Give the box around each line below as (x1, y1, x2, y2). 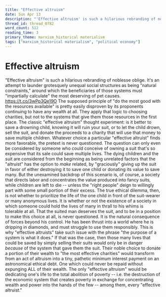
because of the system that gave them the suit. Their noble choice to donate (5, 245, 161, 251)
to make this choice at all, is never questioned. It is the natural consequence (5, 213, 160, 219)
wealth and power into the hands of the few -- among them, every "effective (5, 282, 161, 288)
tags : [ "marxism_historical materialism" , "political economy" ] (5, 40, 140, 44)
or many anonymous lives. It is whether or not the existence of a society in (5, 198, 157, 204)
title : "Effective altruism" (5, 7, 65, 12)
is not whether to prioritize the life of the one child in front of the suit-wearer (5, 192, 161, 198)
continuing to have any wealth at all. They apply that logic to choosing (5, 108, 147, 114)
